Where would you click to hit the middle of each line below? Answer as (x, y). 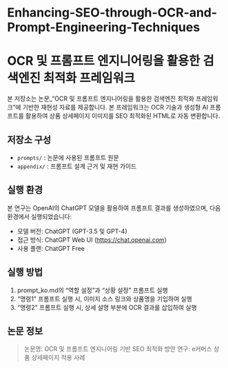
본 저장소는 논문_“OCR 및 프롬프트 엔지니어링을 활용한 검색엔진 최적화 (101, 99)
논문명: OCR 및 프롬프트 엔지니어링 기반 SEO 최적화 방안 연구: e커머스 (118, 349)
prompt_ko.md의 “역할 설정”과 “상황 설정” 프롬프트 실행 (93, 290)
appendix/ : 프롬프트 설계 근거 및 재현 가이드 (77, 166)
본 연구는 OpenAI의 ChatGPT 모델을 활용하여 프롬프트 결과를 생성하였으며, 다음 (114, 207)
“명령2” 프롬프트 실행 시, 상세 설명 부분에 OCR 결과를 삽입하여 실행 (107, 307)
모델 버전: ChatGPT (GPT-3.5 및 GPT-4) (72, 231)
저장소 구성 (29, 140)
